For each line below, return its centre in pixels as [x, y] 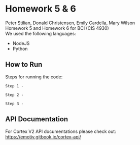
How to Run [24, 64]
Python [20, 49]
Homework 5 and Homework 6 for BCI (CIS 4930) [57, 28]
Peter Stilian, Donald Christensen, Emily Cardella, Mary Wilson [70, 23]
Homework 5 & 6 [41, 9]
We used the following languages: [41, 33]
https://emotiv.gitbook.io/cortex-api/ [43, 136]
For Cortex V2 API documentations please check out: [61, 131]
